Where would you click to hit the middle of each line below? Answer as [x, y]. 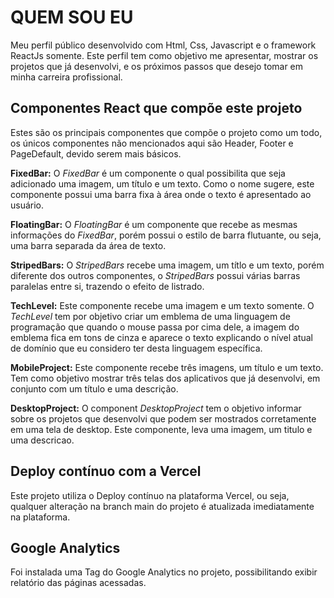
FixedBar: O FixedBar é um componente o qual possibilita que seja [148, 173]
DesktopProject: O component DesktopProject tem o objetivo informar [156, 408]
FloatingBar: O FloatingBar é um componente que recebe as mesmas [154, 224]
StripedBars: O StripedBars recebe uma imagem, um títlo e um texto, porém [167, 265]
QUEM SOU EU [72, 17]
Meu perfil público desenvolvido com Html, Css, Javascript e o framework [163, 45]
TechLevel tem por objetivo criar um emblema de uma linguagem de [150, 316]
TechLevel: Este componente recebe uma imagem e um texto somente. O [162, 305]
